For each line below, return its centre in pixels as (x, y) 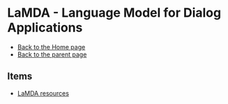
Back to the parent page (52, 54)
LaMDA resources (43, 93)
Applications (45, 28)
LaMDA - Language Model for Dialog (114, 13)
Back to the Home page (51, 47)
